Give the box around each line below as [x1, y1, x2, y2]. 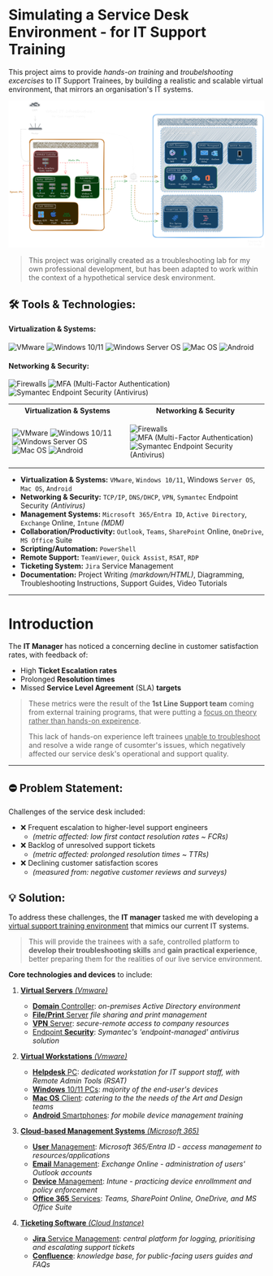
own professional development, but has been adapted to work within [28, 264, 258, 274]
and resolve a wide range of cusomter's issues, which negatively [28, 741, 246, 750]
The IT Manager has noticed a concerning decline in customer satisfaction [8, 642, 258, 651]
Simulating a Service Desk [8, 6, 189, 24]
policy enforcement [32, 1184, 97, 1195]
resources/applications [32, 1150, 110, 1160]
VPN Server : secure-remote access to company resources [32, 1018, 230, 1028]
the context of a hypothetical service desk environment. [28, 273, 216, 283]
